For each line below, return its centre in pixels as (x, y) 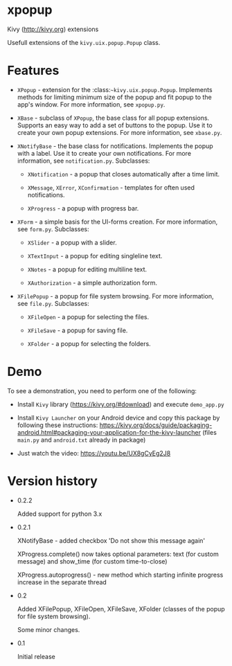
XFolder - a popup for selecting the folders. (89, 343)
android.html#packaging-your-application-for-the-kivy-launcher (109, 432)
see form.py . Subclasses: (53, 229)
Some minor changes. (48, 629)
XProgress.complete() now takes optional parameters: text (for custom (118, 554)
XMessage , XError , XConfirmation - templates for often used (111, 187)
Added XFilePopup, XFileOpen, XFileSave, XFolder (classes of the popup (121, 609)
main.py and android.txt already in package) (81, 440)
